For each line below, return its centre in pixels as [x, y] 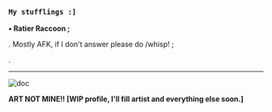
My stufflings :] [42, 12]
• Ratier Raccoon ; [39, 28]
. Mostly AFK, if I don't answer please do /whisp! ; [91, 45]
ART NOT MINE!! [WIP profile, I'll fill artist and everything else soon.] [126, 99]
